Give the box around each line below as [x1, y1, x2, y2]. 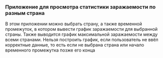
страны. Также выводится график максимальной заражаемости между [5, 31, 158, 38]
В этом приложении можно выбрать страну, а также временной [5, 21, 143, 27]
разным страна [5, 9, 45, 16]
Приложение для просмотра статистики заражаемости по [5, 3, 156, 10]
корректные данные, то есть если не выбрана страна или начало [5, 42, 144, 48]
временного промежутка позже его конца [5, 47, 95, 53]
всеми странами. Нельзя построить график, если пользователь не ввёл [5, 37, 159, 43]
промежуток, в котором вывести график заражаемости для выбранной [5, 26, 158, 32]
